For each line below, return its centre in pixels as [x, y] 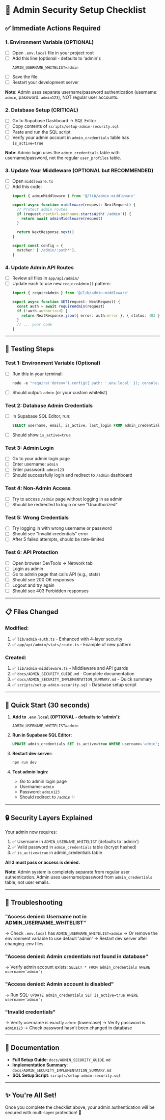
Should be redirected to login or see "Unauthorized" [65, 504]
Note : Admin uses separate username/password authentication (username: [82, 92]
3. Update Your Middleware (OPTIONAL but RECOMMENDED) [79, 170]
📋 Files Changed [32, 612]
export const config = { [38, 246]
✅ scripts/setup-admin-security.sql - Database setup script [74, 685]
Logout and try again [33, 585]
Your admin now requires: [31, 832]
